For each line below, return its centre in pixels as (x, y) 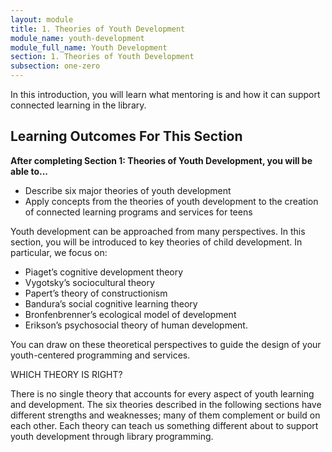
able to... (29, 171)
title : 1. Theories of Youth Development (98, 29)
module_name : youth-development (77, 38)
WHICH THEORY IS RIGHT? (66, 374)
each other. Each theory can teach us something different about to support (164, 425)
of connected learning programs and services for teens (138, 212)
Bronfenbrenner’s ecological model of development (130, 314)
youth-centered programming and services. (100, 355)
